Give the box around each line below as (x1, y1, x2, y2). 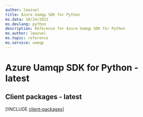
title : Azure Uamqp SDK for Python (5, 12, 80, 17)
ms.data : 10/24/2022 (5, 17, 49, 22)
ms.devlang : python (5, 21, 46, 27)
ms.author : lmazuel (5, 31, 46, 36)
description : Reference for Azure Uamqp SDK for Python (5, 26, 125, 31)
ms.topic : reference (5, 36, 49, 41)
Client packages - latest (5, 93, 82, 101)
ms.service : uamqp (5, 40, 44, 45)
